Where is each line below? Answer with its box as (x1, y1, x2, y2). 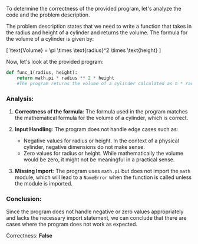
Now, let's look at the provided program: (6, 58, 104, 65)
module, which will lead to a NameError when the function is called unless (14, 174, 192, 181)
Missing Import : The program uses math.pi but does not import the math (14, 167, 190, 174)
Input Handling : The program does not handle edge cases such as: (14, 125, 179, 132)
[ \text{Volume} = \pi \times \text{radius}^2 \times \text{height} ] (6, 47, 161, 54)
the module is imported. (14, 180, 72, 187)
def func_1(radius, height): (6, 70, 78, 76)
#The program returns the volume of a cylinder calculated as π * (16, 80, 183, 86)
